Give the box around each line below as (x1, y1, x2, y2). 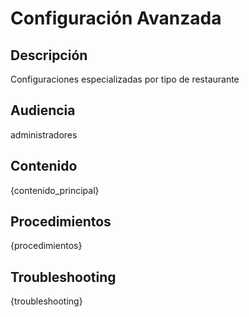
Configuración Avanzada (10, 7, 222, 30)
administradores (10, 128, 78, 141)
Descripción (10, 47, 88, 64)
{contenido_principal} (10, 184, 100, 196)
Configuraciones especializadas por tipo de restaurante (10, 73, 240, 85)
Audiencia (10, 102, 76, 119)
